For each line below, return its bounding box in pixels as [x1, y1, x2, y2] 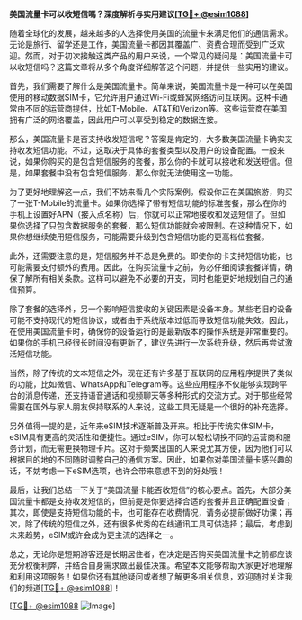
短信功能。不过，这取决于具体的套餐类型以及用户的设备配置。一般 [32, 145, 277, 156]
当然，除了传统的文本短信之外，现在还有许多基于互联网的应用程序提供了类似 [9, 368, 293, 378]
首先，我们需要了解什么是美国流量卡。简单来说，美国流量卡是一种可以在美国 [9, 81, 293, 91]
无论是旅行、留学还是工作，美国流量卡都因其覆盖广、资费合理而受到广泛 [9, 40, 277, 49]
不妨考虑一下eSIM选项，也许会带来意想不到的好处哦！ [24, 465, 226, 476]
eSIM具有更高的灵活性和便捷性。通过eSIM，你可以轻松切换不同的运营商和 [9, 432, 284, 442]
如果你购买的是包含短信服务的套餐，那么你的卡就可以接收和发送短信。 [24, 157, 285, 166]
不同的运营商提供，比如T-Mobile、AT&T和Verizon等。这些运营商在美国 [24, 103, 288, 113]
